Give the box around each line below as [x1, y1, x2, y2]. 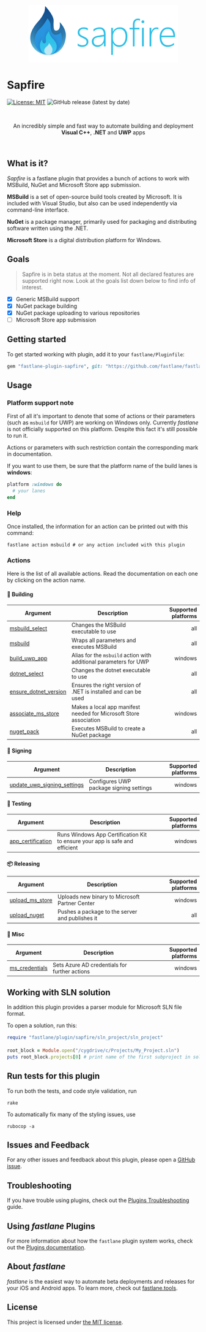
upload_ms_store [9, 896, 53, 903]
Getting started [7, 334, 67, 345]
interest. [21, 283, 43, 291]
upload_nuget [9, 911, 45, 919]
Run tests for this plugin [7, 1071, 100, 1081]
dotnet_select [9, 670, 44, 677]
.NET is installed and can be [72, 688, 142, 695]
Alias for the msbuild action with [72, 651, 152, 659]
